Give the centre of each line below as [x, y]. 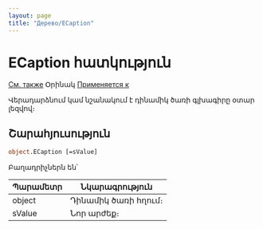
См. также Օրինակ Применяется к [69, 85]
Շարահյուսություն [59, 134]
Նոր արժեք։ [95, 214]
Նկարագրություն [116, 187]
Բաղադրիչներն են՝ [43, 168]
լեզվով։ [22, 109]
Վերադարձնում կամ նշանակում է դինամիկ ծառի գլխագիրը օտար [131, 100]
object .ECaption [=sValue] [53, 152]
